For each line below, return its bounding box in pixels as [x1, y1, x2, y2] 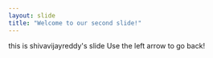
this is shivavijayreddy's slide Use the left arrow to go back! [8, 41, 206, 50]
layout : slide [8, 11, 56, 20]
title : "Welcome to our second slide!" [8, 19, 142, 27]
